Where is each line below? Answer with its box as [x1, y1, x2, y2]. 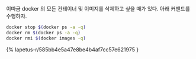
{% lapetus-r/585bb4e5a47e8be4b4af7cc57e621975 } [6, 46, 139, 53]
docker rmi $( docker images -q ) [6, 35, 86, 41]
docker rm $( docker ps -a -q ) [6, 29, 81, 35]
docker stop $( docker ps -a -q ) [6, 24, 86, 30]
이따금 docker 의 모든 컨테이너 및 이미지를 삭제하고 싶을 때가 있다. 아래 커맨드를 [6, 5, 191, 12]
